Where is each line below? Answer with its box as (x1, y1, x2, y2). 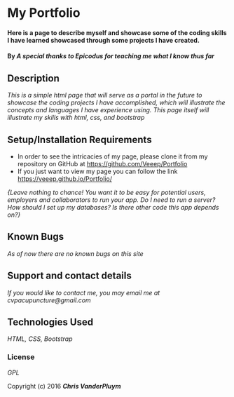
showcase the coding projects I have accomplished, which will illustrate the (7, 98, 226, 107)
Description (7, 72, 60, 84)
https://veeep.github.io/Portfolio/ (17, 175, 112, 183)
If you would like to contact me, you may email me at (7, 288, 160, 297)
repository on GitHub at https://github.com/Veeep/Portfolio (17, 160, 188, 168)
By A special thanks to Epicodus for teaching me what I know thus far (7, 52, 215, 60)
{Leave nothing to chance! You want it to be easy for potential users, (7, 188, 206, 196)
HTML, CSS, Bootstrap (7, 335, 73, 343)
